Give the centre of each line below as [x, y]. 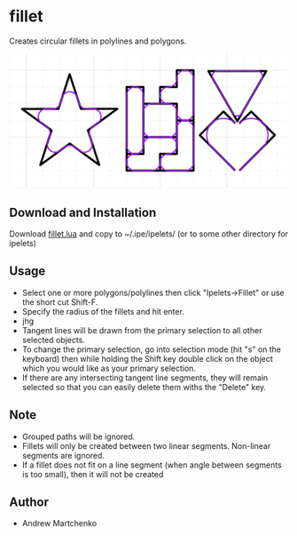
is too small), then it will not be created [93, 474]
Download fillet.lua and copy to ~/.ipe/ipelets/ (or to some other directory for [149, 234]
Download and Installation [83, 212]
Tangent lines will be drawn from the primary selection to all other [142, 330]
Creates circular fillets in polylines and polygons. [98, 41]
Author [29, 502]
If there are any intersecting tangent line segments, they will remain [145, 377]
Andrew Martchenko [59, 524]
